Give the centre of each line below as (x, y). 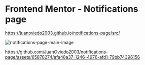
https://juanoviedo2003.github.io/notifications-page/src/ (63, 33)
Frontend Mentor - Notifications (72, 9)
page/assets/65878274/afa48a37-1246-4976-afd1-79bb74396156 (73, 57)
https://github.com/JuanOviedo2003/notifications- (57, 52)
